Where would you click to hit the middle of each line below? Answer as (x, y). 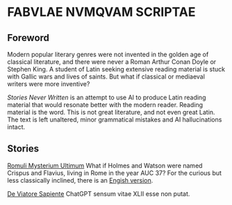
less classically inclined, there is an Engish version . (80, 180)
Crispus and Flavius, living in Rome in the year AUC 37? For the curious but (115, 173)
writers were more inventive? (49, 84)
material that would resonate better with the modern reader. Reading (105, 105)
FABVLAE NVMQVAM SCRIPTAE (101, 12)
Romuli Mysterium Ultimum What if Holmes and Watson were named (105, 165)
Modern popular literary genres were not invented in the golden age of (108, 54)
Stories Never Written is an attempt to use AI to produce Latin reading (107, 97)
